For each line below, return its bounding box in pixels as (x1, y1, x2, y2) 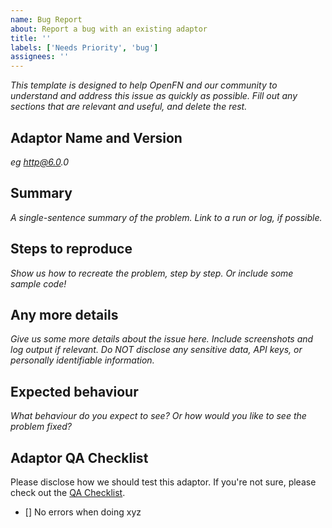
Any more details (10, 306, 119, 323)
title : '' (10, 33, 52, 43)
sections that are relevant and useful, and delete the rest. (10, 101, 248, 113)
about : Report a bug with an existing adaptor (10, 24, 208, 34)
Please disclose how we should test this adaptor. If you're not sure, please (10, 476, 317, 488)
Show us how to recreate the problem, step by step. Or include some (10, 267, 294, 279)
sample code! (10, 277, 67, 290)
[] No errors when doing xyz (24, 506, 142, 518)
